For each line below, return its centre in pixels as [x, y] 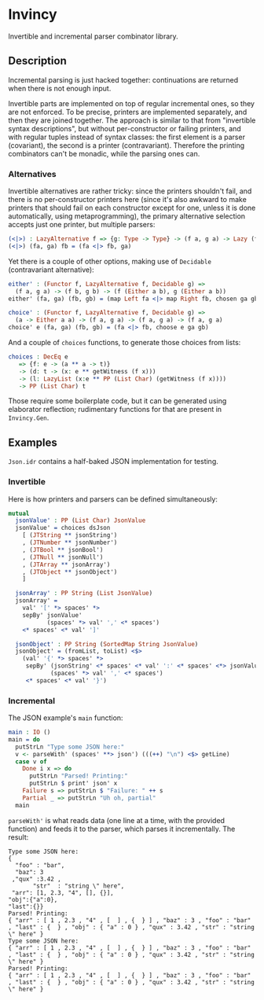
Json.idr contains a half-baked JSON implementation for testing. [113, 461]
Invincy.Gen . [29, 417]
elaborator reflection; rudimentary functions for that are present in [115, 410]
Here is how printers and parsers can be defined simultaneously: [113, 499]
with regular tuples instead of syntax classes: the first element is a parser [127, 137]
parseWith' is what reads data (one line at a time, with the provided [117, 820]
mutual [19, 513]
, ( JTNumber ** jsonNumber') [70, 543]
